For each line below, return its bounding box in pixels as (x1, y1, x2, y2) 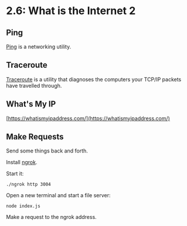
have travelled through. (6, 82, 62, 89)
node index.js (6, 203, 41, 210)
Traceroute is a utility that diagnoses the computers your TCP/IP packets (6, 75, 182, 83)
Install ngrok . (6, 159, 38, 166)
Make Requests (6, 132, 64, 142)
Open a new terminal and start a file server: (6, 192, 111, 199)
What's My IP (6, 99, 56, 109)
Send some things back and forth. (6, 147, 88, 154)
